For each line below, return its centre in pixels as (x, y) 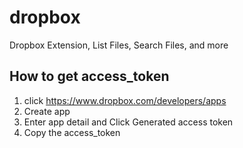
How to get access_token (89, 76)
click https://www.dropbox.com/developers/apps (125, 100)
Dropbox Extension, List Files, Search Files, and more (119, 45)
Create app (47, 111)
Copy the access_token (72, 132)
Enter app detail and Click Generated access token (128, 122)
